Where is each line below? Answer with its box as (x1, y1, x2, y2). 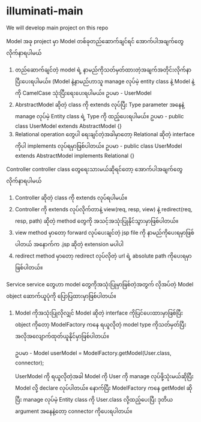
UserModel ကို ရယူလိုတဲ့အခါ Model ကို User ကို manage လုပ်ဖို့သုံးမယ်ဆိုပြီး (14, 372, 194, 379)
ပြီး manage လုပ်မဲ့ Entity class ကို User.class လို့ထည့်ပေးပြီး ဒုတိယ (14, 396, 173, 403)
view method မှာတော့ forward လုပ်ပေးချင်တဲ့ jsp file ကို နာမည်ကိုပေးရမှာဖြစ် (14, 229, 195, 236)
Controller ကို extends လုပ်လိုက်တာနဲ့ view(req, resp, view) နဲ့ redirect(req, (14, 205, 193, 213)
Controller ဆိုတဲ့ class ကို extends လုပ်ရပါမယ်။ (14, 194, 128, 201)
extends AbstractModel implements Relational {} (14, 152, 135, 159)
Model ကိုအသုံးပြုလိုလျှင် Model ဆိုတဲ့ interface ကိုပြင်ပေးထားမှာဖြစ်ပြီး (14, 309, 183, 316)
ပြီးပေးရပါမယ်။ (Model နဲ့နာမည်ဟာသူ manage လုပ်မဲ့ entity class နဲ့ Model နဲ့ (14, 77, 195, 85)
